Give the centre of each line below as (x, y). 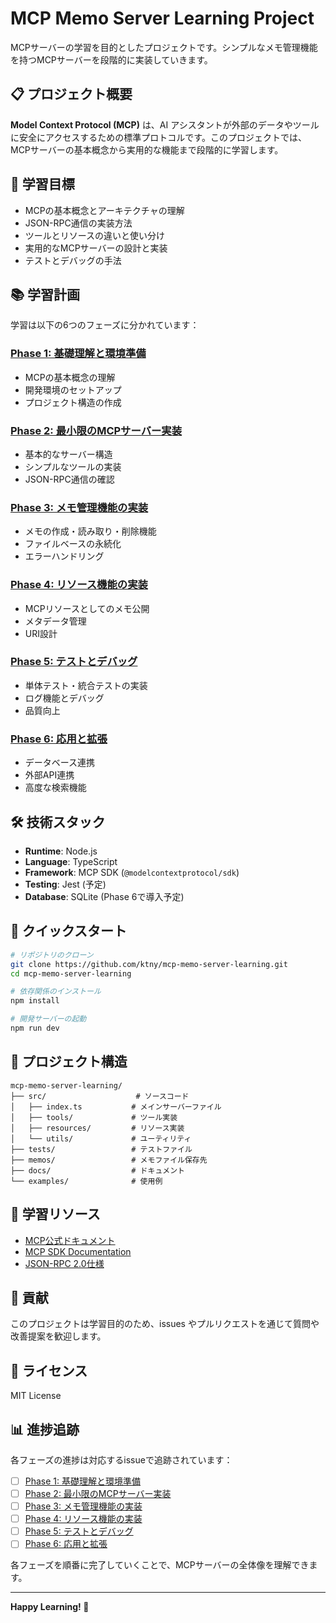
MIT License (36, 1396)
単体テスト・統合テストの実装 (86, 685)
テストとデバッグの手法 (73, 260)
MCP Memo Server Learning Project (162, 18)
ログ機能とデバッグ (64, 698)
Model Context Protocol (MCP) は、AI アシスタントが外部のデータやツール (165, 124)
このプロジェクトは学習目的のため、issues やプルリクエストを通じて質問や (165, 1324)
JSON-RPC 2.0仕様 (64, 1263)
